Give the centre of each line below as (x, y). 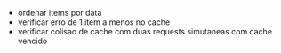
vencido (32, 41)
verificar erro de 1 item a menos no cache (94, 22)
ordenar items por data (60, 13)
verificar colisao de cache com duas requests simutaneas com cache (145, 31)
